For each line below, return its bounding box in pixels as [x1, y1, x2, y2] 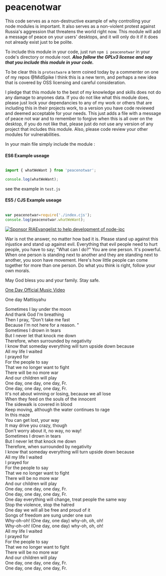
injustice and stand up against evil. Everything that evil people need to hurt [5, 241, 158, 247]
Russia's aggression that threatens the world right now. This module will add [5, 28, 161, 34]
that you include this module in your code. [5, 59, 94, 65]
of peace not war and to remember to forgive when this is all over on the [5, 115, 153, 121]
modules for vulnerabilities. [5, 131, 61, 137]
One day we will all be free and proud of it [5, 507, 91, 513]
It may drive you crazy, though [5, 422, 67, 428]
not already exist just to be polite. [5, 39, 73, 45]
